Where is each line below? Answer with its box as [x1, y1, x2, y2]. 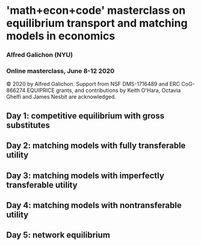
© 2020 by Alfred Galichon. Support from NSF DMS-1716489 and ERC [6, 81, 181, 88]
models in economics [6, 29, 116, 43]
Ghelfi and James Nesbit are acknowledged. [6, 93, 116, 100]
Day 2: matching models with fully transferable [6, 141, 186, 151]
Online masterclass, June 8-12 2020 [6, 67, 115, 75]
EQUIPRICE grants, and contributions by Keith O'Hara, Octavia [26, 87, 181, 94]
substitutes [6, 120, 50, 130]
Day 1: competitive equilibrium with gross [6, 111, 164, 121]
